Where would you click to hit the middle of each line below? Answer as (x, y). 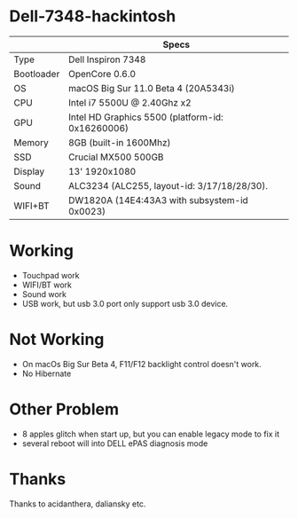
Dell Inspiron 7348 (107, 59)
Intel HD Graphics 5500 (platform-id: (145, 117)
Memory (31, 142)
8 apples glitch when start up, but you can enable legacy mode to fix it (151, 434)
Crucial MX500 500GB (116, 157)
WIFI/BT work (47, 285)
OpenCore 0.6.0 (102, 74)
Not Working (57, 340)
